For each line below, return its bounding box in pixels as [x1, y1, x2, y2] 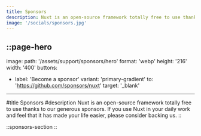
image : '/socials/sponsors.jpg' [6, 20, 87, 26]
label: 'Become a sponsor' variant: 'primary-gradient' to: [14, 76, 154, 83]
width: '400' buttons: [6, 64, 58, 72]
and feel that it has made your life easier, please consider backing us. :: [6, 112, 182, 119]
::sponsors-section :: [6, 123, 57, 131]
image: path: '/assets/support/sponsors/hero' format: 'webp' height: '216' [6, 58, 187, 65]
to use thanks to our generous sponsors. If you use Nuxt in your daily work [6, 106, 190, 113]
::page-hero [6, 42, 52, 52]
